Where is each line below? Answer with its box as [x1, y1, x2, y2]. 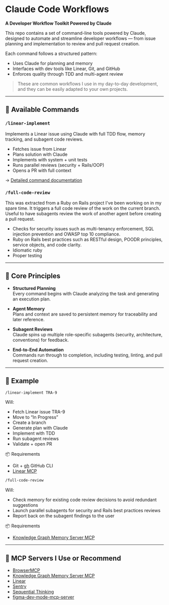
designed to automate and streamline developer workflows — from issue [5, 35, 156, 41]
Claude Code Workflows [5, 4, 109, 15]
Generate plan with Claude [12, 425, 68, 431]
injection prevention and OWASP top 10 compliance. [12, 231, 121, 237]
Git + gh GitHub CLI [12, 463, 53, 469]
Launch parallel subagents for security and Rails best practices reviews [12, 508, 161, 514]
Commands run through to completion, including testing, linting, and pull [12, 352, 162, 358]
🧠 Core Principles [5, 272, 60, 280]
